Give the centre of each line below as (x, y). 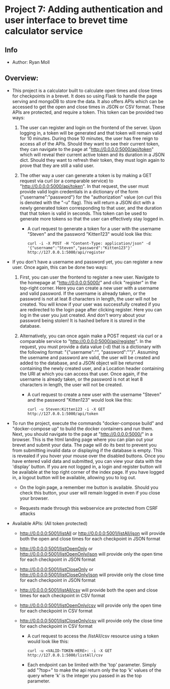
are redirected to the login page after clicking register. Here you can (91, 309)
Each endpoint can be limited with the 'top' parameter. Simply (92, 665)
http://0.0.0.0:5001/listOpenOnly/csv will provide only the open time (90, 605)
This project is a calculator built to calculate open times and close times (87, 90)
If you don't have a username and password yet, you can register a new (87, 262)
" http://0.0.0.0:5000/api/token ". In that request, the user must (84, 186)
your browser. (34, 498)
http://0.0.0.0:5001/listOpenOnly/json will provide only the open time (91, 554)
